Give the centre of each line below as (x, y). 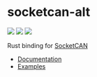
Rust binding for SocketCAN (48, 45)
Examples (31, 66)
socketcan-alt (49, 12)
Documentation (39, 59)
